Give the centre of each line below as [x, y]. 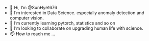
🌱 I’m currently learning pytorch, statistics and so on [62, 23]
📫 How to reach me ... [32, 34]
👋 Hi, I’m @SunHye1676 [33, 8]
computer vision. [27, 18]
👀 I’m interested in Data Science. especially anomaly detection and [77, 13]
